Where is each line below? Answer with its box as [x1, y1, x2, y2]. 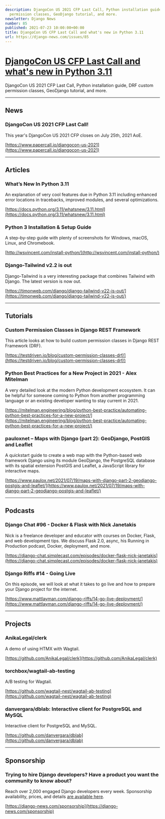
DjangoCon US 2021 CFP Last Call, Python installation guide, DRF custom [5, 82, 154, 88]
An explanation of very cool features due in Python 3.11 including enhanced [5, 192, 157, 198]
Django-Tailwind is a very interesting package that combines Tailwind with [5, 273, 155, 279]
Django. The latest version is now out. [5, 278, 82, 284]
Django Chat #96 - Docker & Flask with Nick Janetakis [5, 521, 137, 528]
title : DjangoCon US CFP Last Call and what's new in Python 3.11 [5, 30, 144, 35]
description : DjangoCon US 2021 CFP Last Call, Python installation [5, 7, 148, 12]
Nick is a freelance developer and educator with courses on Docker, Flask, [5, 532, 156, 538]
